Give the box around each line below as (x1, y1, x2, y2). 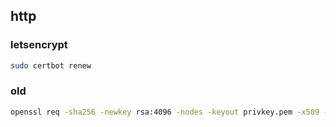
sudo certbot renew (10, 60, 92, 71)
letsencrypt (10, 38, 68, 52)
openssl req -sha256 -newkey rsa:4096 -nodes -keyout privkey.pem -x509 (10, 107, 320, 117)
